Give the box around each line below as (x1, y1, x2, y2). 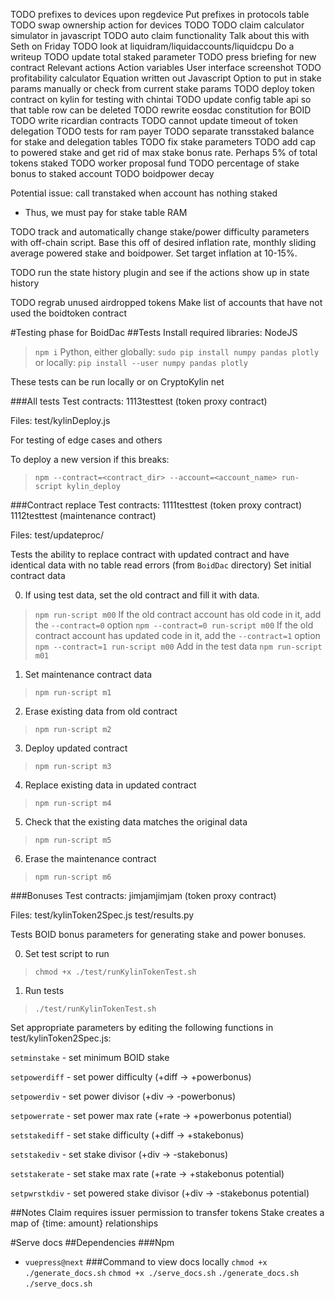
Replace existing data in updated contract (24, 779, 197, 791)
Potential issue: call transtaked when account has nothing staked (10, 187, 278, 199)
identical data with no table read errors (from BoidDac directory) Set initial (10, 559, 312, 571)
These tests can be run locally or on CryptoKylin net (10, 376, 225, 388)
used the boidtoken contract (10, 307, 127, 319)
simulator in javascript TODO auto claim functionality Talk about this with (10, 30, 310, 41)
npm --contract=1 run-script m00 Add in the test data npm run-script (34, 640, 323, 652)
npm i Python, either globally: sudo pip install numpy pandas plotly (34, 346, 320, 358)
